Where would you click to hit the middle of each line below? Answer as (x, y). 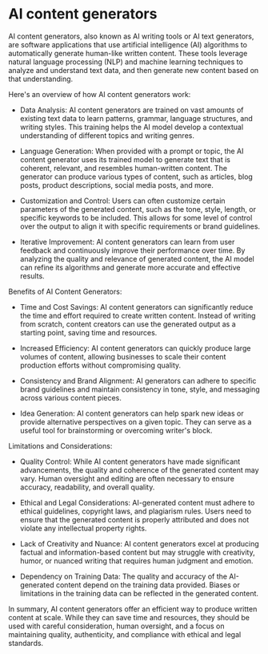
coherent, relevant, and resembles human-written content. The (124, 168)
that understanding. (41, 79)
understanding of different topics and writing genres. (107, 135)
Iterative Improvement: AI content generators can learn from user (127, 242)
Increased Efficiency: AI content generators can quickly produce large (135, 348)
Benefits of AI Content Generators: (65, 291)
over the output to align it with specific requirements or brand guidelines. (140, 226)
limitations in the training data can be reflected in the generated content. (139, 593)
